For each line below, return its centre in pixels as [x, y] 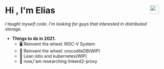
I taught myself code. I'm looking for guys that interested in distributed [76, 24]
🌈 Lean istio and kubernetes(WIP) [53, 56]
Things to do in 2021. [34, 38]
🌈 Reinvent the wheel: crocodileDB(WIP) [60, 51]
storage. [13, 29]
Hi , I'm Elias [30, 10]
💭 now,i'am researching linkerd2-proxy [58, 61]
